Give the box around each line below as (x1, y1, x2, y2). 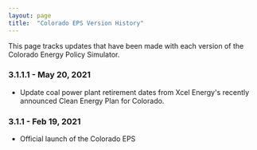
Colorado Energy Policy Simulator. (8, 49, 120, 59)
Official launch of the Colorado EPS (19, 134, 136, 144)
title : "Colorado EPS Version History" (8, 19, 145, 27)
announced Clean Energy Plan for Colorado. (19, 96, 165, 105)
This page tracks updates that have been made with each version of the (8, 41, 244, 50)
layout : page (8, 11, 52, 20)
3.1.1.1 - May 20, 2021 (8, 69, 92, 81)
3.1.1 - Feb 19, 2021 (8, 116, 81, 127)
